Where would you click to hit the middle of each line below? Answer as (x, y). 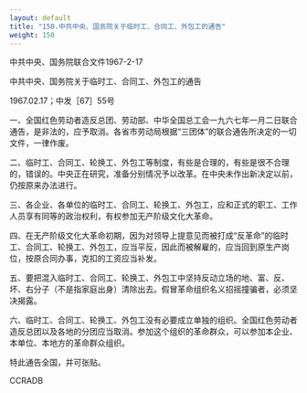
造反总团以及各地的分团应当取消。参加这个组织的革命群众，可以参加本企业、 (153, 332)
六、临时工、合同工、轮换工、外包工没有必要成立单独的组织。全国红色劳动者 (153, 320)
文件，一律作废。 (42, 143)
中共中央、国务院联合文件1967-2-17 (76, 62)
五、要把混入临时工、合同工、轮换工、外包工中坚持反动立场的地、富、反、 (149, 278)
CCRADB (26, 381)
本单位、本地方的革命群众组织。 (69, 343)
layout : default (40, 18)
